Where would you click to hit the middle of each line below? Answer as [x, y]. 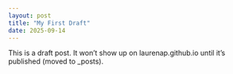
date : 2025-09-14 [37, 30]
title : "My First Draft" [49, 23]
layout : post [30, 16]
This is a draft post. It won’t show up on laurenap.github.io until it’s [117, 53]
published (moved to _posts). [56, 61]
